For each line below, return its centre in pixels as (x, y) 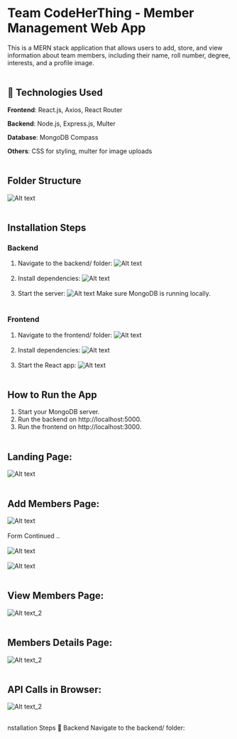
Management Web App (77, 28)
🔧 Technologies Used (55, 93)
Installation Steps (47, 227)
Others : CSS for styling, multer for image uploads (80, 151)
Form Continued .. (34, 535)
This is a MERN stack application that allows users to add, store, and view (115, 48)
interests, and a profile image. (51, 62)
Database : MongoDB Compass (53, 137)
